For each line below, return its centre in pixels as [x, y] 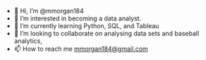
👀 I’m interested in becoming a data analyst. [78, 18]
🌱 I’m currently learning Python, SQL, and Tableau [86, 26]
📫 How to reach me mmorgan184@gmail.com [81, 49]
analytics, [28, 41]
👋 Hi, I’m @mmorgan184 [49, 11]
